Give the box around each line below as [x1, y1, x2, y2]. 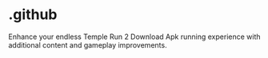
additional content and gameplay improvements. [8, 40, 167, 49]
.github [8, 6, 58, 24]
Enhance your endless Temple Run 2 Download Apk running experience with [8, 32, 262, 41]
